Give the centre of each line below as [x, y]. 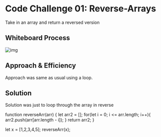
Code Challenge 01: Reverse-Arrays [81, 9]
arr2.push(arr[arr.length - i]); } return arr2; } [50, 120]
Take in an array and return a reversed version [52, 22]
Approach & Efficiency [40, 66]
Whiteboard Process [38, 38]
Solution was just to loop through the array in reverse [59, 105]
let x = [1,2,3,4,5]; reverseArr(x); [38, 130]
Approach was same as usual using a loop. [49, 77]
